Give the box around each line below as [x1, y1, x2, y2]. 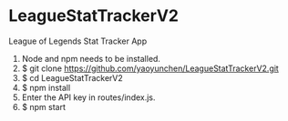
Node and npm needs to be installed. [21, 53, 161, 64]
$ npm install [21, 82, 71, 93]
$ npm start [21, 101, 66, 112]
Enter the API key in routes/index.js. [21, 92, 156, 103]
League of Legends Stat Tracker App [8, 35, 148, 46]
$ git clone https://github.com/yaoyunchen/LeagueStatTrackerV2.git [21, 63, 279, 74]
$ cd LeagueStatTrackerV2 [21, 72, 124, 83]
